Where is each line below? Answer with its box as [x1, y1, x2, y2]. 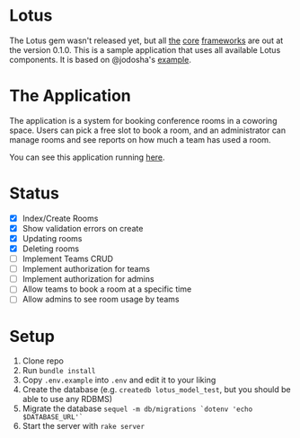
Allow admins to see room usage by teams [22, 293, 180, 305]
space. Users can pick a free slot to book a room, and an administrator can [9, 125, 286, 136]
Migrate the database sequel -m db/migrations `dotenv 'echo [22, 403, 253, 414]
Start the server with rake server [22, 421, 146, 432]
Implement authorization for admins [22, 274, 154, 285]
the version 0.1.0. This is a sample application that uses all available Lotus [9, 44, 281, 55]
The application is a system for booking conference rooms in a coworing [9, 115, 278, 126]
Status [9, 183, 60, 204]
